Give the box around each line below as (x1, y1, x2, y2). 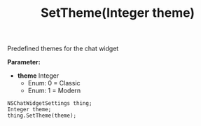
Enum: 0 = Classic (27, 79, 81, 87)
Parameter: (7, 58, 41, 66)
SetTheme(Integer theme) (41, 5, 195, 21)
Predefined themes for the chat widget (7, 44, 119, 53)
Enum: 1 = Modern (27, 86, 81, 95)
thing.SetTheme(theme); (7, 112, 77, 120)
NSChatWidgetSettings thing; (7, 100, 92, 107)
